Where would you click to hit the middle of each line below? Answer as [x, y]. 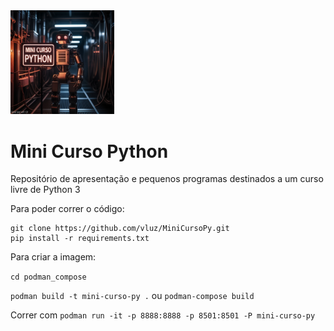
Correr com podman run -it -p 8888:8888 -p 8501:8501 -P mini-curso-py [163, 315]
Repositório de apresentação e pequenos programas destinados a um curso [167, 179]
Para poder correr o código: [67, 209]
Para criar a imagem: [53, 257]
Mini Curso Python [89, 151]
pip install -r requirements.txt [80, 239]
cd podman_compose [48, 277]
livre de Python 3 [45, 190]
